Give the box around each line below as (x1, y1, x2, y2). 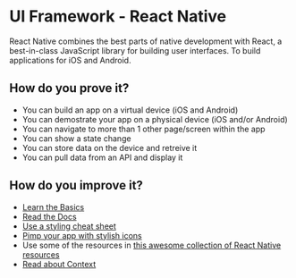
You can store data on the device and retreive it (21, 142, 198, 153)
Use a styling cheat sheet (21, 221, 116, 232)
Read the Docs (21, 211, 78, 222)
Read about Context (21, 258, 97, 269)
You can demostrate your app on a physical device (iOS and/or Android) (21, 114, 288, 124)
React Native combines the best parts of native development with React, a (9, 36, 283, 46)
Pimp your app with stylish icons (21, 230, 142, 240)
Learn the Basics (21, 201, 85, 212)
